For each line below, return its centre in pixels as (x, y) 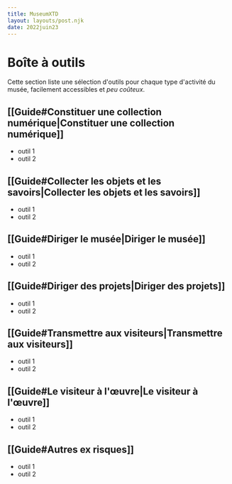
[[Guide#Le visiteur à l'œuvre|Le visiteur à (103, 391)
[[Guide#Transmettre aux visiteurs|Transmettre (115, 333)
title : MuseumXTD (33, 14)
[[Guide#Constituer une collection (84, 112)
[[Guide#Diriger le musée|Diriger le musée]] (106, 239)
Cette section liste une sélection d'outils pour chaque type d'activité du (111, 82)
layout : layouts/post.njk (45, 21)
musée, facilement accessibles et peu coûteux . (76, 90)
